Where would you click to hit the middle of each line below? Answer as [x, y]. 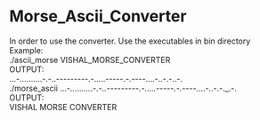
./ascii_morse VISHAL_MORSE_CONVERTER [90, 60]
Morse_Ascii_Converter [98, 16]
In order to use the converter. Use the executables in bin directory [130, 41]
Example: [26, 50]
